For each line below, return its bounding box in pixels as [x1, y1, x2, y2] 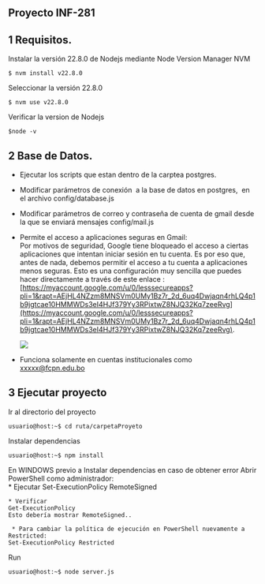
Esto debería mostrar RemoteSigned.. [8, 511, 132, 519]
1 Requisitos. [8, 33, 73, 47]
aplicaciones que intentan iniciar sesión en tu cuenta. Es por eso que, [19, 249, 246, 259]
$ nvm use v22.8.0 [8, 99, 69, 107]
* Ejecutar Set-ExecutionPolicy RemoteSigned [8, 481, 158, 492]
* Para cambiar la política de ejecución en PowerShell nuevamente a [11, 525, 245, 533]
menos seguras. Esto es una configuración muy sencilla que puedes [19, 266, 242, 275]
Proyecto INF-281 [8, 6, 96, 20]
